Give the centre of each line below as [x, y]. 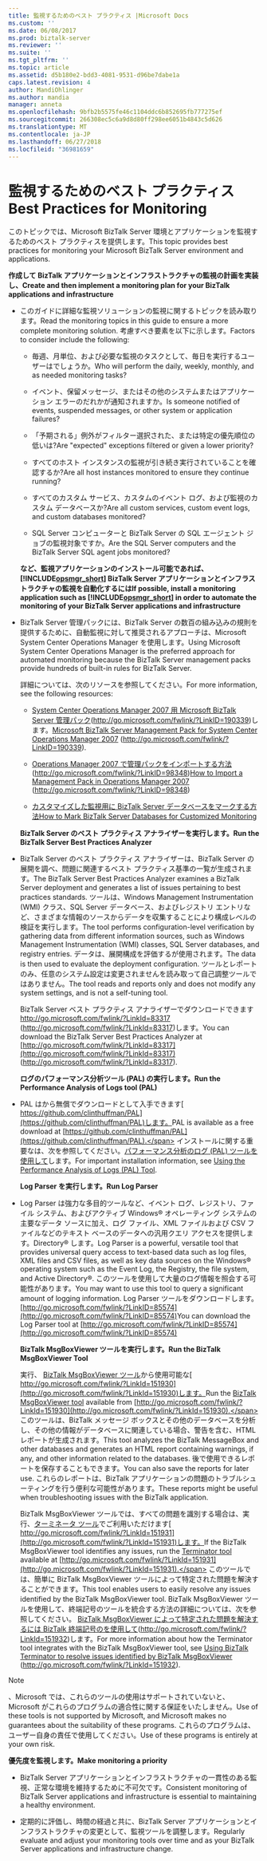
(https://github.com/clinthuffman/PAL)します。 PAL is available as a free [137, 1122]
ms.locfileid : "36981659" [51, 149]
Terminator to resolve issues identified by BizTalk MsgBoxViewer [126, 1657]
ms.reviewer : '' [35, 45]
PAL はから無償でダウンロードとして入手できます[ [102, 1104]
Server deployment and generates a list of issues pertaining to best [130, 888]
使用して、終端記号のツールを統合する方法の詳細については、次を [141, 1609]
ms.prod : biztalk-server [49, 38]
